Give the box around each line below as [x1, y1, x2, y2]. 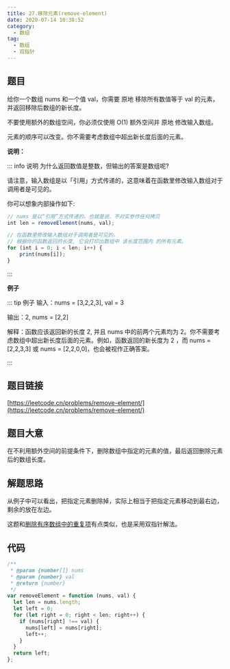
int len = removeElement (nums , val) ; [7, 219, 115, 226]
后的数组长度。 [7, 455, 49, 463]
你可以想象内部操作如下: [7, 199, 75, 208]
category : [7, 23, 36, 29]
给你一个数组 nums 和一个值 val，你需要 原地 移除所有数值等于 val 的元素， [7, 95, 219, 103]
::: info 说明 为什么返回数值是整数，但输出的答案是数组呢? [7, 162, 169, 170]
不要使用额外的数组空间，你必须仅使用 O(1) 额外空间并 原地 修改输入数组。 [7, 118, 218, 126]
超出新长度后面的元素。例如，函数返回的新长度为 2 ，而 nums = [30, 336, 211, 344]
